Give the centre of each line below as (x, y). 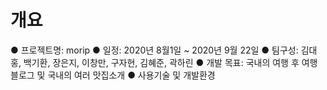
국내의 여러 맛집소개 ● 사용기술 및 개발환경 (131, 75)
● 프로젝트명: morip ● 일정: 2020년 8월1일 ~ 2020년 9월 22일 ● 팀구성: (154, 50)
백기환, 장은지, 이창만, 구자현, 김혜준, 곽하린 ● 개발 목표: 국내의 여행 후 (161, 62)
